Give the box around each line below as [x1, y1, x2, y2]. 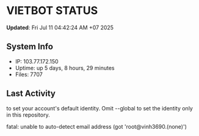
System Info [6, 41, 54, 52]
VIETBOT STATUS [6, 4, 98, 18]
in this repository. [6, 111, 50, 118]
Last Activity [6, 88, 56, 99]
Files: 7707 [15, 71, 43, 78]
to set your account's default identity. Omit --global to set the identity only [6, 104, 194, 112]
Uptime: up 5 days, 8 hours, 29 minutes [15, 64, 115, 71]
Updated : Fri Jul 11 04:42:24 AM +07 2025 [6, 24, 114, 31]
